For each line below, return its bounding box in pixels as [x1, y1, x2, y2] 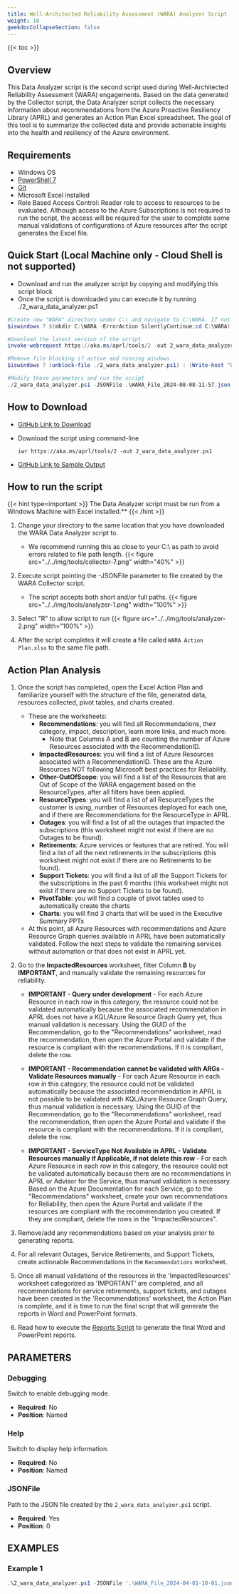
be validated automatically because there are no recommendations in [28, 1169, 231, 1178]
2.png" [17, 622, 38, 630]
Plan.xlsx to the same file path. [17, 643, 111, 652]
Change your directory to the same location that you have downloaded [17, 521, 225, 530]
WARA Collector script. [17, 579, 85, 587]
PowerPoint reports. [17, 1331, 77, 1339]
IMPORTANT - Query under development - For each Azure [28, 990, 203, 999]
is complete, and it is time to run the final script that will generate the [17, 1302, 219, 1311]
